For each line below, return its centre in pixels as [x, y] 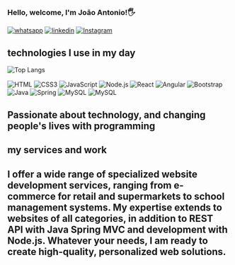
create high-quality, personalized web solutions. [117, 252]
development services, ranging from [90, 185]
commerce [31, 196]
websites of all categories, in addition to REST [110, 219]
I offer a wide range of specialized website [103, 174]
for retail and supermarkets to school [141, 196]
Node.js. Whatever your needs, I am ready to [108, 241]
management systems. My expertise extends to [115, 207]
